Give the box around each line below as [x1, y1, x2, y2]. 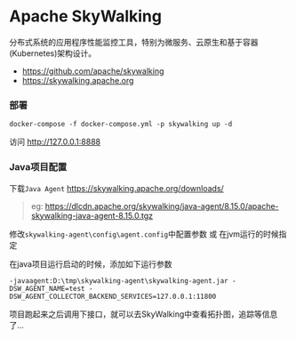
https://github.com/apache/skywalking [21, 65, 164, 77]
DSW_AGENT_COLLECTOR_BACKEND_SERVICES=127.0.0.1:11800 [9, 292, 217, 301]
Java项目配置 [9, 161, 68, 174]
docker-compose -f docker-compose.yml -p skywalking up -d [9, 120, 233, 129]
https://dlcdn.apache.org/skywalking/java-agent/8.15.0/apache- [44, 200, 279, 211]
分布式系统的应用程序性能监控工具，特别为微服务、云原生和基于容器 [9, 36, 259, 47]
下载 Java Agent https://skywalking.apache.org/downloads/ [9, 182, 224, 193]
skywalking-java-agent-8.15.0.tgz [30, 210, 154, 221]
